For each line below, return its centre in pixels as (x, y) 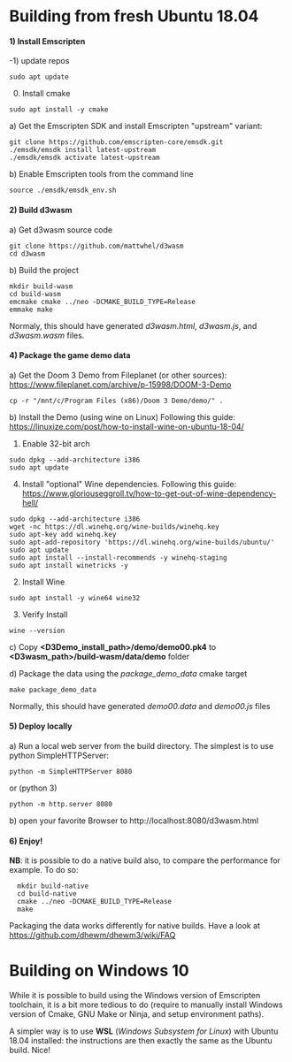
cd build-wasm (35, 294)
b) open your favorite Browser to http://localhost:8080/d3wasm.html (134, 821)
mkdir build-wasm (41, 286)
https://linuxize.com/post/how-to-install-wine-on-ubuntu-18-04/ (127, 426)
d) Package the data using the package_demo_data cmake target (128, 673)
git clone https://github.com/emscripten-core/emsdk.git (116, 142)
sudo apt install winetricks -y (69, 565)
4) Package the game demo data (70, 355)
